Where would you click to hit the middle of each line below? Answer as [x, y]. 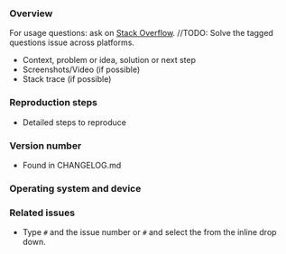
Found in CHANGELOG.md [72, 165]
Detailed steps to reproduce [74, 122]
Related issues [42, 213]
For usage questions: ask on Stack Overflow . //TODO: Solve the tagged [141, 33]
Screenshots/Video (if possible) [81, 69]
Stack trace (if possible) [67, 79]
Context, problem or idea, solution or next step [109, 60]
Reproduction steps [53, 103]
